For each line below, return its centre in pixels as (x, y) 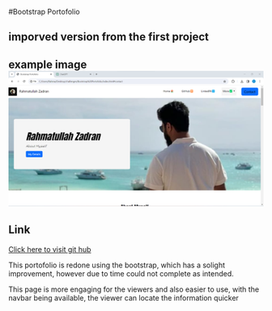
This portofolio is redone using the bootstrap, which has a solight (117, 265)
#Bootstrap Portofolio (44, 12)
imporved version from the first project (108, 37)
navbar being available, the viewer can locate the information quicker (123, 297)
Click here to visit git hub (50, 249)
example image (48, 64)
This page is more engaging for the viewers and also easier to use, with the (134, 289)
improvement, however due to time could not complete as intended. (121, 273)
